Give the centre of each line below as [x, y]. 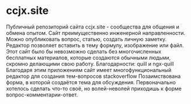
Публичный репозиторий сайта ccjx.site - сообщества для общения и [93, 27]
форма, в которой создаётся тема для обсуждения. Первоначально [91, 82]
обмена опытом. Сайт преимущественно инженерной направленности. [96, 33]
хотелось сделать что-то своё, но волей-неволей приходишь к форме [94, 88]
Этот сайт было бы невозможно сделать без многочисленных [84, 51]
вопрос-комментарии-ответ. [42, 95]
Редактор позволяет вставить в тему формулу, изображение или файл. [95, 45]
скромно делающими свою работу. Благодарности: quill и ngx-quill [90, 64]
